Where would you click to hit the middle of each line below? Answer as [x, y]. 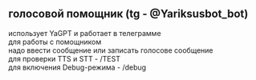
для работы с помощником [55, 42]
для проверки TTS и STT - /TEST [64, 58]
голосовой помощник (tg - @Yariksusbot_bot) [128, 14]
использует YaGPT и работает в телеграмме [85, 33]
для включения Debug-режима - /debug [77, 67]
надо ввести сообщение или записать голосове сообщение [111, 50]
